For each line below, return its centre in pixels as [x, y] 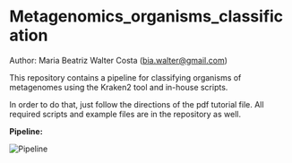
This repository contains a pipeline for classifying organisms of [125, 77]
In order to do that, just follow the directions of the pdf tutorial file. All [137, 104]
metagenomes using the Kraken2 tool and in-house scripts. [119, 87]
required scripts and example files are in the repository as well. [125, 114]
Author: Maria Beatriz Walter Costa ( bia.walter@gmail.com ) [119, 60]
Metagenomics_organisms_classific [146, 17]
